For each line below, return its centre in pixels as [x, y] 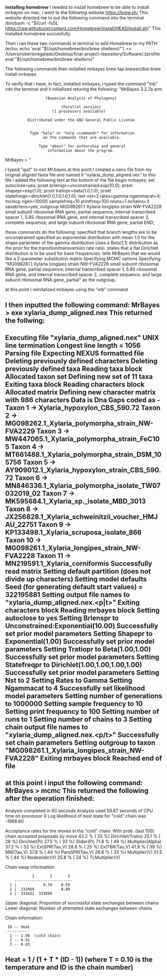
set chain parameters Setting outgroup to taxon [80, 742]
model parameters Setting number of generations [84, 696]
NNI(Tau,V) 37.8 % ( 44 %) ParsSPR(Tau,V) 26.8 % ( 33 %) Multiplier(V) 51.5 [83, 852]
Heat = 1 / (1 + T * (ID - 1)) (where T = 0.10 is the [79, 959]
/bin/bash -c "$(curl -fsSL [32, 23]
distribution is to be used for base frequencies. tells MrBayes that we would [83, 253]
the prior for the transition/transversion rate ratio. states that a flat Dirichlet [82, 248]
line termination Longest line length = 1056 [73, 345]
